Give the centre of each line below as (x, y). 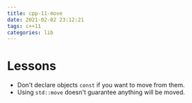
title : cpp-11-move (35, 13)
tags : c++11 (24, 26)
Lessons (32, 66)
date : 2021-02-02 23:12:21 (46, 20)
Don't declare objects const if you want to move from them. (101, 85)
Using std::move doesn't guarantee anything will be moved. (101, 92)
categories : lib (30, 32)
